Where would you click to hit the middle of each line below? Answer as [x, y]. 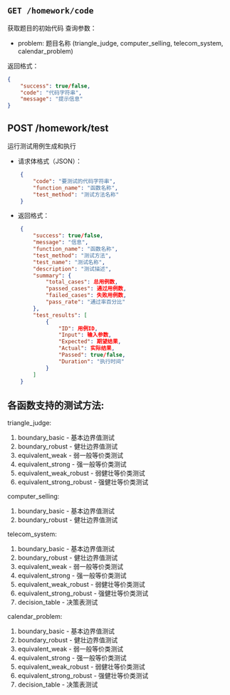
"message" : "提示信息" [52, 99]
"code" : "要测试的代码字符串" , [74, 181]
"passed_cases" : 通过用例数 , [86, 289]
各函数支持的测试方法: [56, 405]
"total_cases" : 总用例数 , [82, 282]
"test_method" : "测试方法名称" [76, 194]
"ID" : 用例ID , [78, 328]
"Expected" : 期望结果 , [90, 342]
